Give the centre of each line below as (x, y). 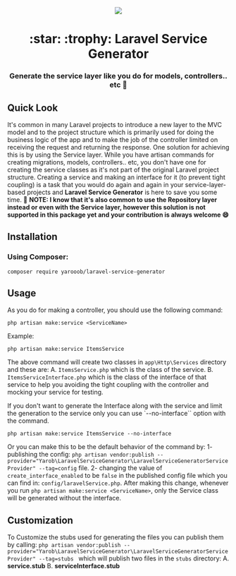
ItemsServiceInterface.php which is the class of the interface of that (107, 377)
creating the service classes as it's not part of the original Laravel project (113, 169)
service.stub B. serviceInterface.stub (64, 566)
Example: (21, 336)
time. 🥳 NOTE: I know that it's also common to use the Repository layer (112, 199)
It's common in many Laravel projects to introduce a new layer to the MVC (114, 124)
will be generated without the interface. (64, 498)
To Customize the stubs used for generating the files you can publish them (116, 537)
